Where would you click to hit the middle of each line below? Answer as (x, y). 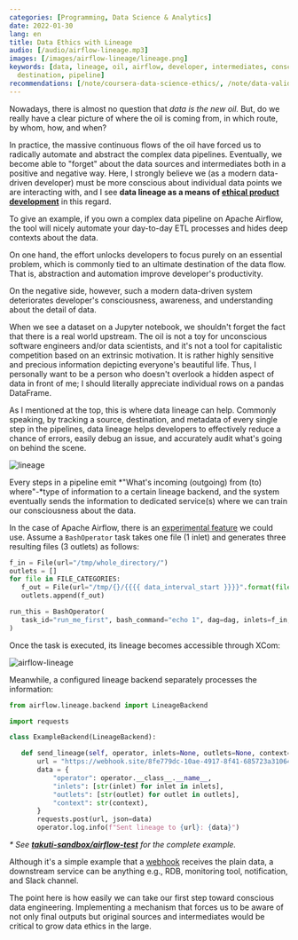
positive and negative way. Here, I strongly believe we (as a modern (133, 173)
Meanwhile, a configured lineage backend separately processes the (133, 679)
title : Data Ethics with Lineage (71, 42)
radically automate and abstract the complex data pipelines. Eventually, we (145, 154)
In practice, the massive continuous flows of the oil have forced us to (135, 145)
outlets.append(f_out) (63, 596)
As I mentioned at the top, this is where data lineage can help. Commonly (143, 410)
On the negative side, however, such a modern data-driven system (131, 290)
